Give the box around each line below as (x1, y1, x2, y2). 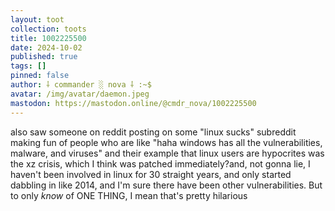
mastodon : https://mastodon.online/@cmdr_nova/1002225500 (10, 98, 257, 108)
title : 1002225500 (10, 33, 87, 43)
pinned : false (10, 71, 70, 81)
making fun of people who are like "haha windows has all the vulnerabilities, (10, 136, 323, 148)
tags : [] (10, 61, 47, 71)
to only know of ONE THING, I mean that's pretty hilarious (10, 189, 248, 201)
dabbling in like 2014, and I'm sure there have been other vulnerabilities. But (10, 179, 323, 191)
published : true (10, 52, 78, 62)
